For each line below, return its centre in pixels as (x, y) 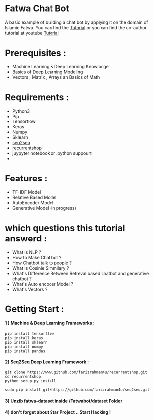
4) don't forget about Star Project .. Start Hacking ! (58, 412)
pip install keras (24, 338)
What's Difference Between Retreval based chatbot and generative (80, 273)
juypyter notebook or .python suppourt (52, 153)
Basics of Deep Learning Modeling (48, 72)
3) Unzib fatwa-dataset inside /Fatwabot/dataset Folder (64, 401)
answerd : (26, 238)
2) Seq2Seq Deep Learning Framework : (47, 362)
